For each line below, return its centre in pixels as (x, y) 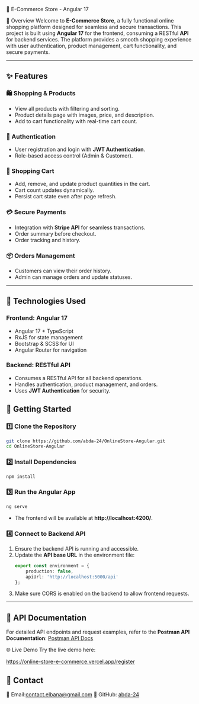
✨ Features (27, 76)
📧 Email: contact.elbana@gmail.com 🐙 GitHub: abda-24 (73, 695)
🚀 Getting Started (39, 409)
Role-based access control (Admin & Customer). (74, 155)
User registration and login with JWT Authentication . (80, 149)
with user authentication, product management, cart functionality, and (92, 46)
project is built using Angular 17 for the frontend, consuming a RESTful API (97, 33)
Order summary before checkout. (55, 233)
